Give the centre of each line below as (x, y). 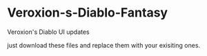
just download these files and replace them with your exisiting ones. (104, 45)
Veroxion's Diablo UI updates (48, 32)
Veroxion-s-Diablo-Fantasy (87, 13)
